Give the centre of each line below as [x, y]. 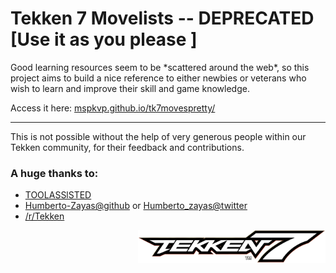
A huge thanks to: [54, 173]
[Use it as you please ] [104, 39]
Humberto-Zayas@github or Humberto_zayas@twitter [136, 206]
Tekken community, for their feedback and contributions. [127, 147]
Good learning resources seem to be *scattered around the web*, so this [160, 67]
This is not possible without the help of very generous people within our [158, 136]
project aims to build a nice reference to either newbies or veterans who [158, 78]
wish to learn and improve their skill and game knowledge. [130, 88]
